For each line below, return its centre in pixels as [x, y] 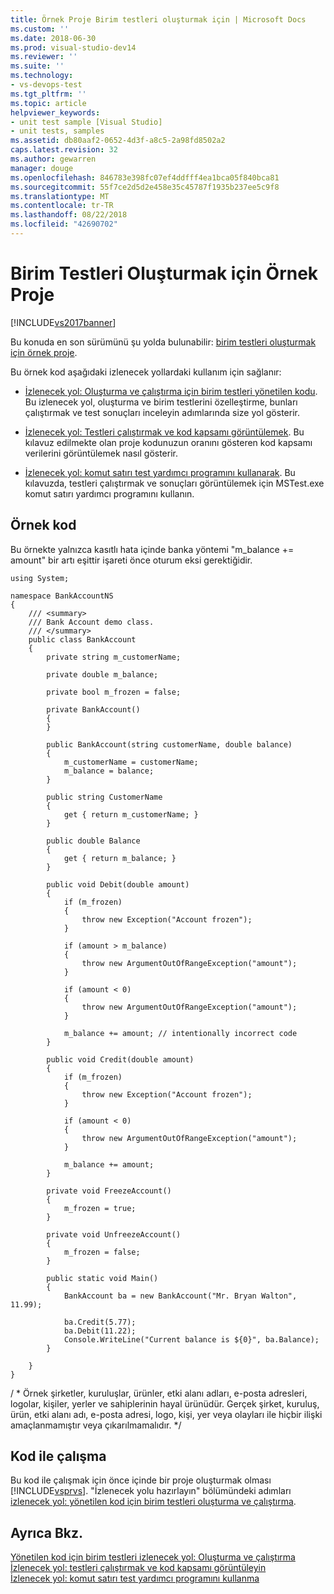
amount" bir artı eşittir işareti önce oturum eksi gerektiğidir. [131, 560]
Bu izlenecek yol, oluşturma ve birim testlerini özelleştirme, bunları [161, 402]
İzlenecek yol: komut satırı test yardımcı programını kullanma [135, 1578]
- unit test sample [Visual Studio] [86, 122]
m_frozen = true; [100, 1208]
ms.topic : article [48, 103]
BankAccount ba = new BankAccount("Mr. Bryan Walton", [180, 1296]
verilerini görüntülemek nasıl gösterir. [101, 453]
